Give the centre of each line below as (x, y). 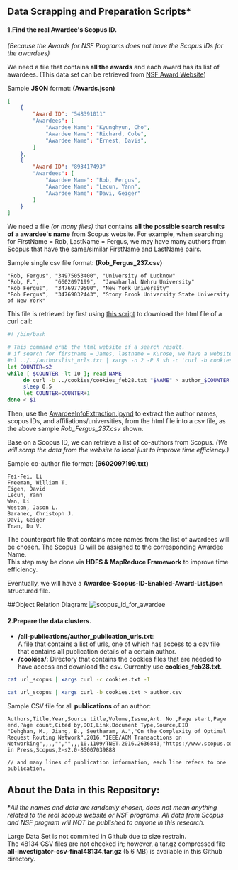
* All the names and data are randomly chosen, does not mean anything (112, 807)
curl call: (20, 321)
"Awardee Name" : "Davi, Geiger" (93, 193)
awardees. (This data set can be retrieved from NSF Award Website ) (107, 74)
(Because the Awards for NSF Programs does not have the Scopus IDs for (115, 45)
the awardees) (29, 53)
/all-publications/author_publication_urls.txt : (86, 637)
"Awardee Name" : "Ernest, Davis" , (96, 140)
